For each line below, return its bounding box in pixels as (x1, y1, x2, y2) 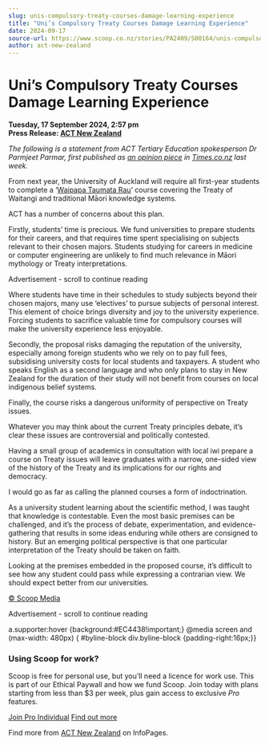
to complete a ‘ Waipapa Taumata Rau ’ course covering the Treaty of (8, 185, 234, 195)
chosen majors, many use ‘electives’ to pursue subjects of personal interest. (8, 299, 259, 308)
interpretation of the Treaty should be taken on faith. (8, 545, 182, 555)
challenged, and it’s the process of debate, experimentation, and (8, 519, 221, 530)
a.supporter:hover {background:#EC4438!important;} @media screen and (8, 625, 252, 634)
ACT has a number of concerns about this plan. (8, 210, 165, 219)
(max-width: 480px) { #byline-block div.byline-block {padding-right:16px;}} (8, 633, 257, 643)
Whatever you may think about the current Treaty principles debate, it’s (8, 422, 243, 432)
